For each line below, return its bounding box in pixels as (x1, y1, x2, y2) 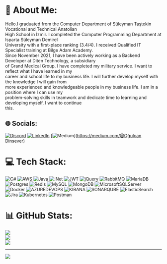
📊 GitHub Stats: (5, 210, 73, 221)
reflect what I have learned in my (5, 68, 73, 74)
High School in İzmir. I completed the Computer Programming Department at (5, 31, 162, 37)
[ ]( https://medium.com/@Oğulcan (50, 132, 142, 138)
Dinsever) (5, 138, 25, 144)
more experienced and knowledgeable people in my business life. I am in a (5, 84, 158, 90)
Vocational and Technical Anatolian (5, 26, 77, 32)
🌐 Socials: (5, 119, 38, 128)
